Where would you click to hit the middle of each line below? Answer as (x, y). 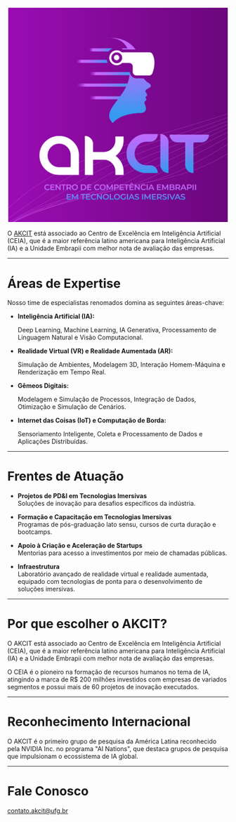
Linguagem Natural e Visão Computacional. (80, 337)
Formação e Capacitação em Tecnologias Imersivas (94, 517)
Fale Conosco (48, 791)
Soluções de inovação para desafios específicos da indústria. (106, 504)
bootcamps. (35, 532)
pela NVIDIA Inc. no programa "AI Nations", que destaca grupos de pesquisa (118, 749)
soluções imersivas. (46, 589)
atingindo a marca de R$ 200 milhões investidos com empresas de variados (117, 679)
